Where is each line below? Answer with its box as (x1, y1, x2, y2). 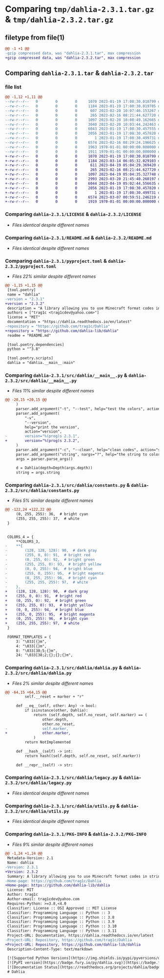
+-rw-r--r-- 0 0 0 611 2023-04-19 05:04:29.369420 (5, 163, 156, 168)
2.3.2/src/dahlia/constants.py (5, 488, 80, 494)
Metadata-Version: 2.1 (7, 856, 54, 861)
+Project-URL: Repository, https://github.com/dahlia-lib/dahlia (5, 942, 141, 947)
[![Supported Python (7, 955, 49, 961)
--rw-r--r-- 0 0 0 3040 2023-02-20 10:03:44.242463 (5, 122, 156, 127)
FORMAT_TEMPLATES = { (7, 635, 51, 639)
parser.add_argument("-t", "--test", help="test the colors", (16, 407, 145, 411)
